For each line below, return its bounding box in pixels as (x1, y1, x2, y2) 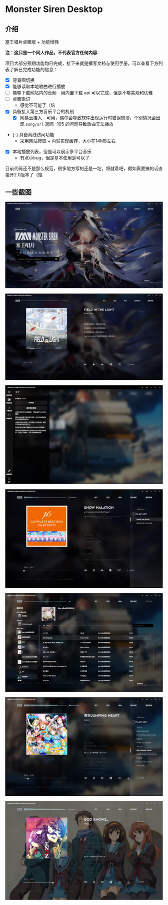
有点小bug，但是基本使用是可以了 (19, 155, 90, 161)
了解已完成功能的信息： (9, 67, 58, 72)
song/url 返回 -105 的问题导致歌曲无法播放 (25, 121, 113, 127)
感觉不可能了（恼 (19, 102, 55, 108)
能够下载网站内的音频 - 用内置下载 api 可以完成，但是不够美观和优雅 (12, 90, 153, 96)
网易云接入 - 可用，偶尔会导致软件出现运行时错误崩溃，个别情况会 (19, 115, 156, 121)
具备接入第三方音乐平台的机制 (12, 109, 74, 115)
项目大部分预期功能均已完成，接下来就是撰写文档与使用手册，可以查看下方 (5, 60, 158, 66)
